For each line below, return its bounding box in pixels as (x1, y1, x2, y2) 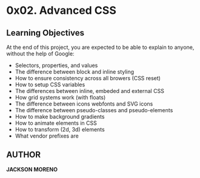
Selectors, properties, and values (15, 62, 98, 69)
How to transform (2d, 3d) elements (15, 126, 105, 133)
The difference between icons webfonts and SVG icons (15, 100, 153, 107)
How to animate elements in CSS (15, 119, 97, 127)
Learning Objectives (6, 28, 85, 38)
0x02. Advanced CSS (6, 4, 116, 17)
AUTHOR (6, 150, 41, 160)
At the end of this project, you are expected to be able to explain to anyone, (6, 43, 195, 51)
